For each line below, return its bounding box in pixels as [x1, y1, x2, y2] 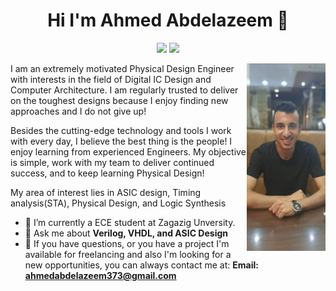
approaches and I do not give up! [10, 105, 147, 117]
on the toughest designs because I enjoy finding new [10, 94, 229, 106]
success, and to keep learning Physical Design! [10, 167, 205, 179]
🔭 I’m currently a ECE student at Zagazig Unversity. [24, 216, 236, 228]
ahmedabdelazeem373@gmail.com [24, 269, 177, 281]
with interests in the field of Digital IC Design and [10, 73, 212, 85]
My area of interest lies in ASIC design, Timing [10, 186, 202, 198]
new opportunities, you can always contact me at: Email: [24, 259, 259, 271]
